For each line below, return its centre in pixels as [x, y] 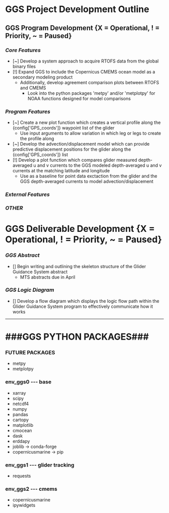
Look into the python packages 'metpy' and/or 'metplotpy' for [91, 93]
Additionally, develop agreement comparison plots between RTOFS [90, 82]
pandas [20, 414]
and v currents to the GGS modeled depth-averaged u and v [99, 165]
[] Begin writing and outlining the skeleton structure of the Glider [79, 266]
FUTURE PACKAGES [30, 352]
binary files [24, 66]
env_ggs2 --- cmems [31, 489]
